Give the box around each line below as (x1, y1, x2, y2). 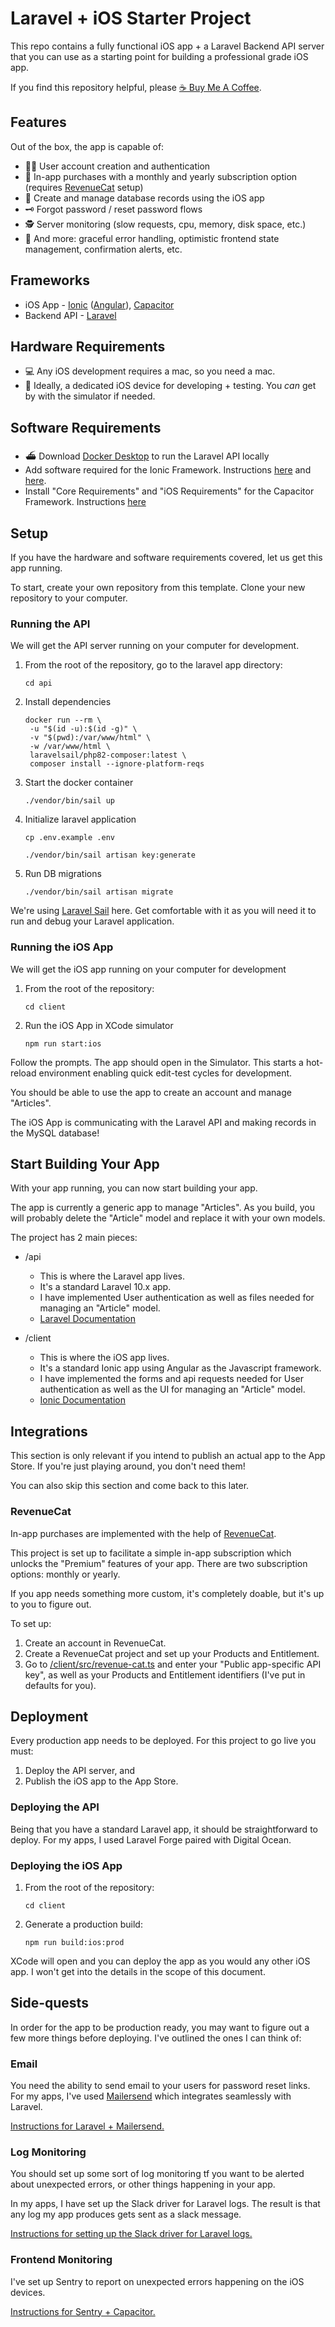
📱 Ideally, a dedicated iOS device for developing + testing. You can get (24, 380, 317, 392)
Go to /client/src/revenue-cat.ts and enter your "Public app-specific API (24, 1658, 322, 1670)
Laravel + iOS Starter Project (10, 7, 252, 30)
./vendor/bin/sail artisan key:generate (24, 850, 196, 861)
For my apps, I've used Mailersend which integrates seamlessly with (10, 2090, 292, 2102)
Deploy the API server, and (24, 1765, 136, 1777)
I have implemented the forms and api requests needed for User (39, 1373, 304, 1385)
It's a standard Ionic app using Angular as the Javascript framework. (39, 1362, 322, 1374)
